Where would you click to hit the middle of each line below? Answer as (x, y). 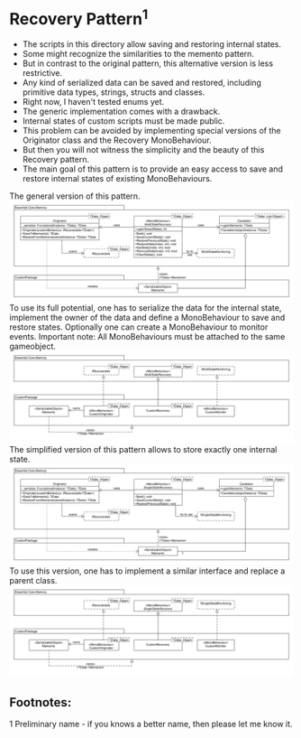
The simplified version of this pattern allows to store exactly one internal (143, 449)
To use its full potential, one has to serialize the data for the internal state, (146, 308)
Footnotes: (41, 702)
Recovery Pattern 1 (79, 18)
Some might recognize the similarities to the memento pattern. (138, 54)
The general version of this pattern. (75, 196)
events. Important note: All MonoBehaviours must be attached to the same (147, 337)
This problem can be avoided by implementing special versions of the (151, 131)
